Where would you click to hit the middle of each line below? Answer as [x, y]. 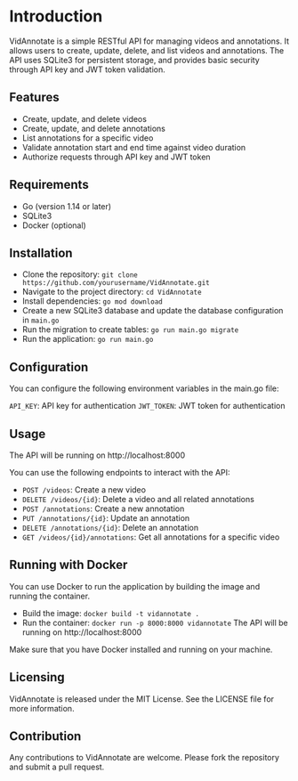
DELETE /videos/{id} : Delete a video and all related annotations [138, 499]
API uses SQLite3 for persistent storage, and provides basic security [134, 60]
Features [34, 98]
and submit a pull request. [57, 767]
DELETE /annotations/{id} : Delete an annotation [110, 528]
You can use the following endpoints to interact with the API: [120, 472]
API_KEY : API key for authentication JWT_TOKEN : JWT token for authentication [147, 406]
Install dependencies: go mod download [92, 301]
